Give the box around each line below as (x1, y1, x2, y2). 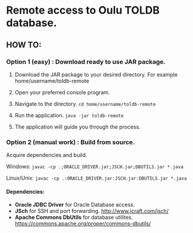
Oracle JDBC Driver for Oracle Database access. (14, 201, 135, 208)
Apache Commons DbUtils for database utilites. (14, 214, 134, 221)
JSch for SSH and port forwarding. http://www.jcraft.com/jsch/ (14, 208, 169, 215)
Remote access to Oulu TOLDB (6, 4, 160, 17)
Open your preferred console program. (14, 88, 110, 95)
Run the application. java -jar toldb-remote (14, 111, 124, 119)
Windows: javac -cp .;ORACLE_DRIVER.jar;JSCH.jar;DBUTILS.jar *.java (6, 163, 184, 170)
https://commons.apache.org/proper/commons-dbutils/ (14, 220, 151, 227)
